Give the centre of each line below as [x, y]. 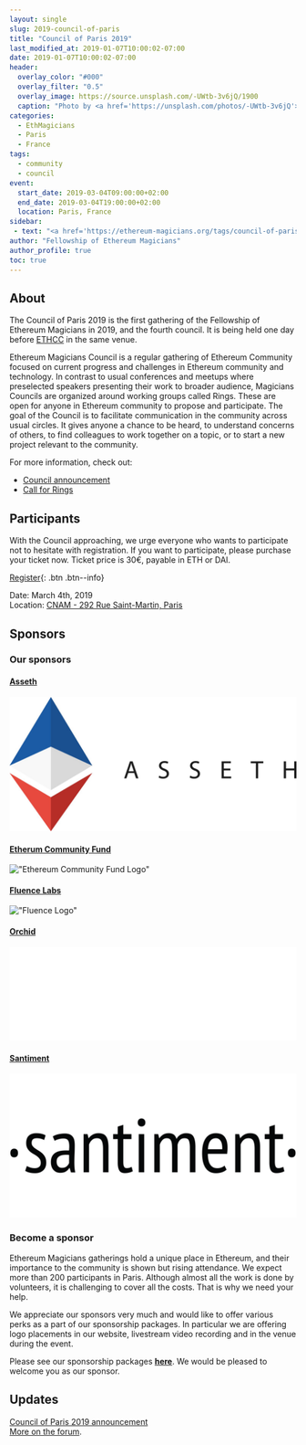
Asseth [24, 681]
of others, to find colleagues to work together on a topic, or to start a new [147, 435]
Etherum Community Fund [61, 849]
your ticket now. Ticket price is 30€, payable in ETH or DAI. [120, 560]
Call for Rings [48, 490]
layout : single [38, 19]
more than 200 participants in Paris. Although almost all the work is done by [152, 1277]
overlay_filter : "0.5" [61, 87]
